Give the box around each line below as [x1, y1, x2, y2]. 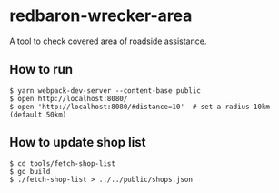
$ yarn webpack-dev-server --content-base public [9, 86, 202, 96]
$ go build [9, 167, 51, 176]
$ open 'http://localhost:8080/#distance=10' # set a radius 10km [9, 102, 271, 111]
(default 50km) [9, 110, 67, 119]
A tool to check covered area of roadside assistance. [9, 36, 207, 46]
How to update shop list [9, 135, 146, 150]
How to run [9, 62, 74, 77]
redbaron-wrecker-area [9, 5, 193, 26]
